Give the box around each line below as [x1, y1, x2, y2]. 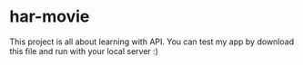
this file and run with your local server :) [9, 45, 159, 56]
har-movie [9, 6, 90, 27]
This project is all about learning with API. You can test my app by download [9, 36, 294, 47]
